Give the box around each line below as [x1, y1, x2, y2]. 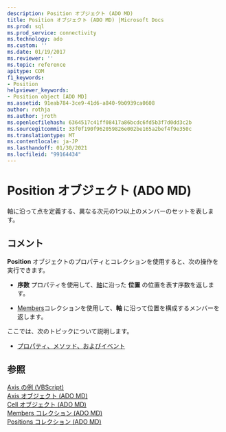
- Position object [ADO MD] [7, 94, 88, 101]
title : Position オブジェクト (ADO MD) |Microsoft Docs [7, 17, 164, 23]
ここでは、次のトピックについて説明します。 [7, 327, 133, 335]
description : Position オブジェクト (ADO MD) [7, 10, 134, 17]
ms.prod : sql [7, 23, 45, 30]
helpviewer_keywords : [7, 87, 69, 94]
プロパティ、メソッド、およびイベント [16, 342, 126, 350]
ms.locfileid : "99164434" [7, 151, 81, 158]
